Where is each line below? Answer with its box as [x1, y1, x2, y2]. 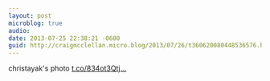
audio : [8, 26, 31, 34]
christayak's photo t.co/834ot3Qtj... [8, 63, 127, 73]
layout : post [8, 11, 52, 20]
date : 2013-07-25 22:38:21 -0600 [8, 34, 121, 43]
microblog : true [8, 19, 63, 27]
